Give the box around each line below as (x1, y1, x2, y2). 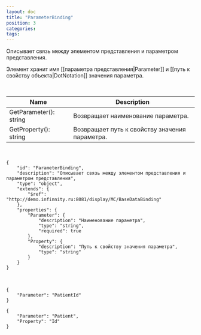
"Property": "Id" (17, 319, 60, 325)
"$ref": (28, 192, 47, 198)
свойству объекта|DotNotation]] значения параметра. (6, 72, 144, 79)
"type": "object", (17, 181, 63, 187)
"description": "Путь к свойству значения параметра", (38, 244, 178, 250)
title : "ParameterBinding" (6, 14, 74, 20)
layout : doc (6, 8, 36, 15)
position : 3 (6, 20, 36, 26)
